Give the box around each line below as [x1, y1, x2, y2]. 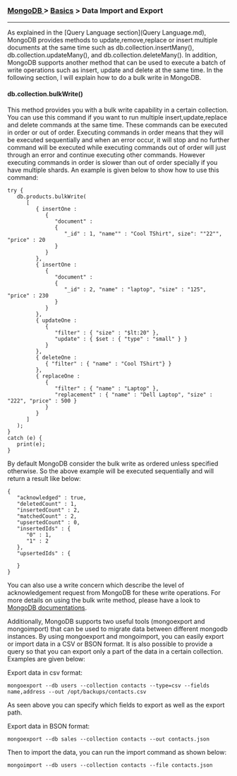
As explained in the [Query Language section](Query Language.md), [7, 28, 207, 37]
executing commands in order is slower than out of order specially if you [7, 158, 218, 166]
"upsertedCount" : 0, [16, 519, 80, 526]
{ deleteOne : [35, 354, 78, 361]
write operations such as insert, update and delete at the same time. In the [7, 66, 224, 74]
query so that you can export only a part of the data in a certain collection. [7, 647, 224, 656]
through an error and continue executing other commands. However [7, 151, 206, 159]
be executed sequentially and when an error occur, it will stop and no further [7, 135, 230, 144]
